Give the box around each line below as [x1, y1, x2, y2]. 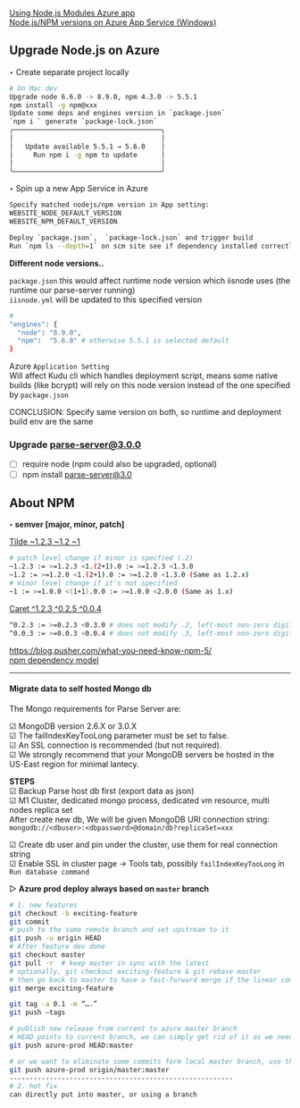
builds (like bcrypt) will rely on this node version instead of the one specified [9, 380, 291, 391]
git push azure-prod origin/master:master [9, 1065, 170, 1074]
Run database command [9, 867, 90, 876]
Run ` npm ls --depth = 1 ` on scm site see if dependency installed [9, 241, 257, 250]
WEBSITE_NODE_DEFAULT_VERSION [9, 209, 122, 218]
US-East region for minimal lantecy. [9, 758, 140, 769]
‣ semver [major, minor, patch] [9, 519, 125, 530]
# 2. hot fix [9, 1082, 58, 1091]
